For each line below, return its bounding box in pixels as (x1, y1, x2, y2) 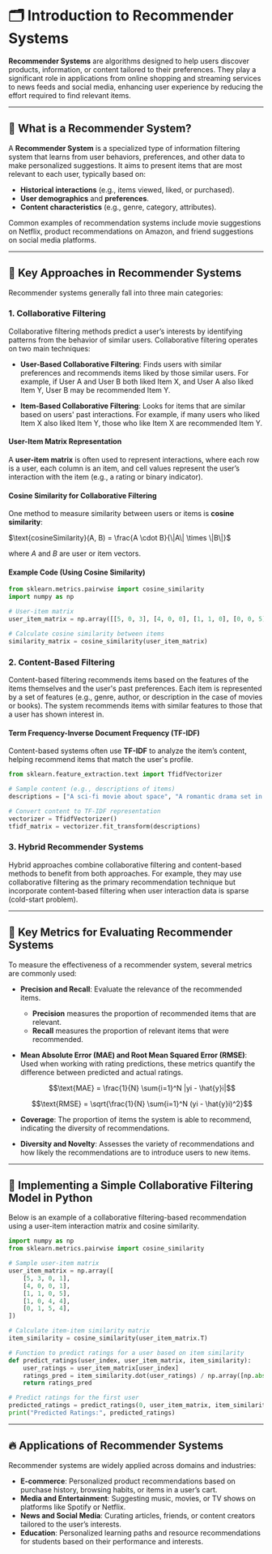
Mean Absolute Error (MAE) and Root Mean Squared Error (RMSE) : (19, 1050, 248, 1060)
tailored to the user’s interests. (19, 1519, 121, 1529)
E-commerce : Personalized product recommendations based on (19, 1476, 236, 1486)
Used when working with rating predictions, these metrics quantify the (19, 1058, 256, 1068)
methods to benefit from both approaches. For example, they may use (8, 868, 242, 878)
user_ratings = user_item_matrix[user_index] (23, 1364, 180, 1372)
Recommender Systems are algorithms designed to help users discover (8, 56, 249, 66)
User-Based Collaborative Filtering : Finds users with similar (19, 359, 223, 369)
